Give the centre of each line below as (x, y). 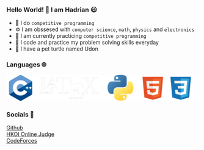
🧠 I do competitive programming (55, 23)
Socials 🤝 (20, 114)
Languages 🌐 (27, 65)
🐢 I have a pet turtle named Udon (57, 49)
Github (15, 128)
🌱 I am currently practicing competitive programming (81, 36)
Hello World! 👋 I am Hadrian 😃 (52, 10)
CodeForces (22, 141)
